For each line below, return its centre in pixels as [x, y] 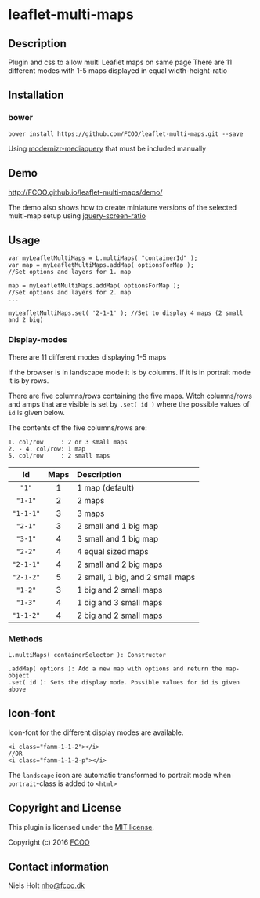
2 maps [91, 500]
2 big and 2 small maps [120, 615]
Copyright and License [65, 808]
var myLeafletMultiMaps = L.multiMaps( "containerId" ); [103, 258]
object [19, 675]
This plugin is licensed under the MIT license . [81, 827]
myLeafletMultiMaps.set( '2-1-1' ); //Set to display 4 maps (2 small [126, 313]
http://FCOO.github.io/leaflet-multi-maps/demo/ [85, 192]
